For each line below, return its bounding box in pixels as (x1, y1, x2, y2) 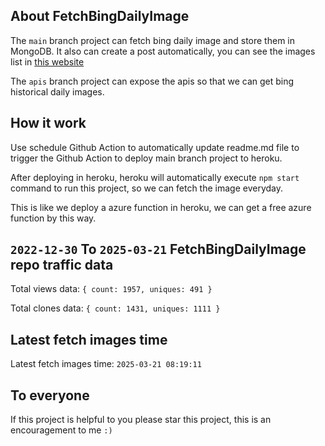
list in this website (10, 55, 85, 68)
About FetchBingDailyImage (10, 8, 190, 25)
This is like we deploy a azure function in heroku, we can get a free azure (10, 201, 312, 213)
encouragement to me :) (10, 424, 113, 436)
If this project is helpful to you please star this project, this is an (10, 414, 272, 426)
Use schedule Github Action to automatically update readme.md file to (10, 141, 300, 153)
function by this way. (10, 212, 97, 224)
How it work (10, 115, 87, 132)
